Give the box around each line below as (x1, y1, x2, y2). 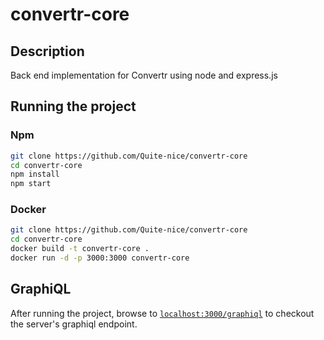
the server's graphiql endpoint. (10, 318, 138, 330)
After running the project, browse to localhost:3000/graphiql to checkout (10, 307, 315, 319)
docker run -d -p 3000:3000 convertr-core (10, 253, 190, 263)
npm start (10, 179, 52, 189)
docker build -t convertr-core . (10, 244, 150, 254)
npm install (10, 169, 60, 180)
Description (10, 43, 85, 60)
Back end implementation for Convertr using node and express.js (10, 69, 278, 81)
